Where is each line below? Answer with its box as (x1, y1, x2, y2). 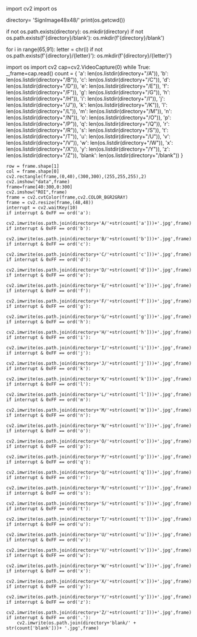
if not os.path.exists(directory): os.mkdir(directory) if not (6, 28, 144, 35)
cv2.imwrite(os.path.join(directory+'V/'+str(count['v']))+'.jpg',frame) (6, 547, 192, 553)
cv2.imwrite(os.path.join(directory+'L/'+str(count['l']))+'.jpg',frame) (6, 391, 192, 397)
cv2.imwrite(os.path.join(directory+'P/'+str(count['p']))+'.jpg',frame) (6, 454, 192, 460)
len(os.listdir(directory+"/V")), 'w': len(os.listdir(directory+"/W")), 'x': (6, 139, 173, 146)
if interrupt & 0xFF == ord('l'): (6, 381, 92, 387)
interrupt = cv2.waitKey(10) (6, 205, 78, 211)
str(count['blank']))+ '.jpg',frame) (6, 625, 99, 631)
